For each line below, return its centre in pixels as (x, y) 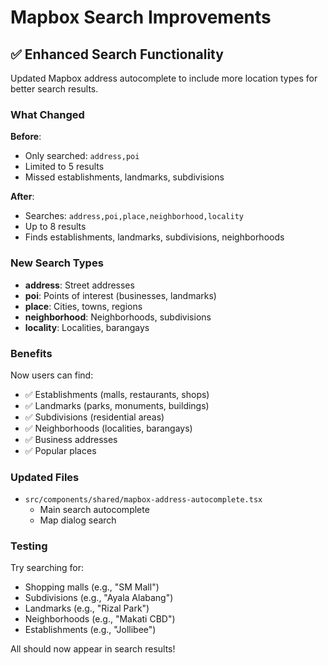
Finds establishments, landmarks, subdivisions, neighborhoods (154, 237)
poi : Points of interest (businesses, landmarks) (120, 295)
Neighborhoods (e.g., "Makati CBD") (100, 619)
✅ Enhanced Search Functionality (117, 54)
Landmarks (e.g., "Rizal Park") (87, 608)
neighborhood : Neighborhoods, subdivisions (118, 317)
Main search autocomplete (94, 510)
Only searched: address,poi (82, 156)
